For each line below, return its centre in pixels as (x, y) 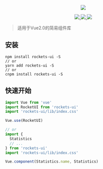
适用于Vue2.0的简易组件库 (44, 28)
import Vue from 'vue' (28, 102)
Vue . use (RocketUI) (24, 121)
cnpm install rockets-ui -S (34, 74)
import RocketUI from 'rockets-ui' (42, 107)
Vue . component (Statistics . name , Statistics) (52, 162)
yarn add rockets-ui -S (30, 65)
